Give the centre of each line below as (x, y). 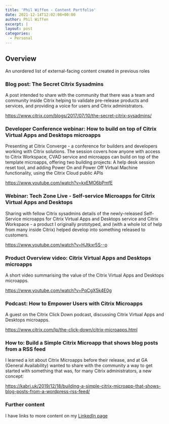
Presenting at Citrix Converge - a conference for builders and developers (81, 146)
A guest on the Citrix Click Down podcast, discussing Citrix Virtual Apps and (85, 315)
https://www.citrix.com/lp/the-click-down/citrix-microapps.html (71, 330)
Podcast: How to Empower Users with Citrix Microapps (74, 303)
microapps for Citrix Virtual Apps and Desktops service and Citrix (90, 219)
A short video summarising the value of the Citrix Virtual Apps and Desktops (85, 275)
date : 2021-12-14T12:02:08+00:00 (40, 15)
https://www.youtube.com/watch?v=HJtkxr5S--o (56, 245)
